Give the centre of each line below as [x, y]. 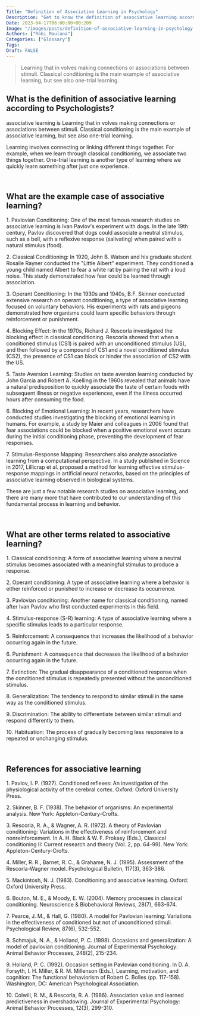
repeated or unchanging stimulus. [48, 739]
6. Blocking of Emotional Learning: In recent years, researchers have [90, 411]
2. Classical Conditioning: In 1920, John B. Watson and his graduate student [99, 257]
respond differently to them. [40, 721]
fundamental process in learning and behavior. [63, 504]
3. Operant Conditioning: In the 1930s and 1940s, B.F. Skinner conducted [96, 294]
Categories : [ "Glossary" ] [38, 39]
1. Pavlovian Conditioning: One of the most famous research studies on [93, 220]
